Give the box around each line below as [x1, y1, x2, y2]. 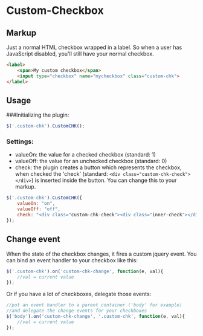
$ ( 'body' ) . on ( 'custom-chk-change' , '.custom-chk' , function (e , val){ [6, 314, 185, 320]
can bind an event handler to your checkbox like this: [6, 256, 138, 263]
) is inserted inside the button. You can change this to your [31, 176, 177, 184]
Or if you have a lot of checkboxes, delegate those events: [6, 291, 152, 298]
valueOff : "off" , [17, 206, 61, 212]
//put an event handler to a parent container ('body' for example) [6, 302, 182, 308]
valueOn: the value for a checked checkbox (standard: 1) [14, 151, 156, 158]
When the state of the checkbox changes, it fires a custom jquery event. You [6, 250, 197, 257]
